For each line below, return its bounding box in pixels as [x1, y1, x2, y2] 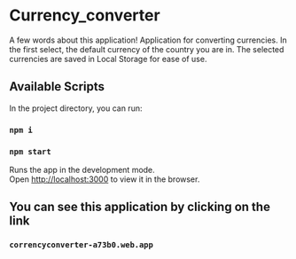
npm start [9, 146, 51, 156]
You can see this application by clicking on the [9, 200, 270, 215]
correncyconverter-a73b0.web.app [9, 240, 153, 250]
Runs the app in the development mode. [9, 164, 155, 175]
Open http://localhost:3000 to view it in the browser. [9, 174, 200, 184]
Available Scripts [9, 79, 105, 94]
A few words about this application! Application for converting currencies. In [9, 35, 287, 45]
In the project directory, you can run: [9, 103, 143, 114]
